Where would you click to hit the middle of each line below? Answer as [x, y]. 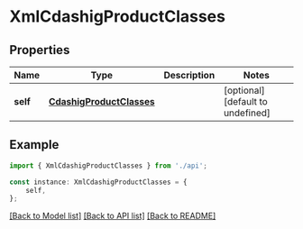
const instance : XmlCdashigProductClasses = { [98, 182]
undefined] [247, 113]
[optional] [245, 90]
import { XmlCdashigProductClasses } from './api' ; [108, 165]
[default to [246, 101]
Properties [40, 50]
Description [189, 75]
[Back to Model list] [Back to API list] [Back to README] [113, 216]
